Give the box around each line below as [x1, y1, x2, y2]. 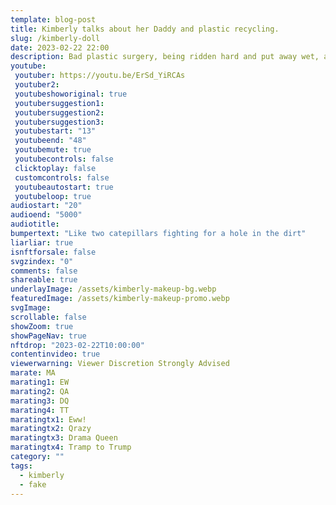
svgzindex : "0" [10, 256, 74, 266]
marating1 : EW [10, 377, 70, 387]
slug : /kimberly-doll [10, 33, 101, 43]
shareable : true [10, 275, 78, 285]
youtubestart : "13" [14, 126, 97, 136]
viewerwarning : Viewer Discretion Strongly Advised [10, 359, 230, 369]
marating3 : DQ [10, 396, 70, 406]
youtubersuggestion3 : [14, 117, 105, 127]
